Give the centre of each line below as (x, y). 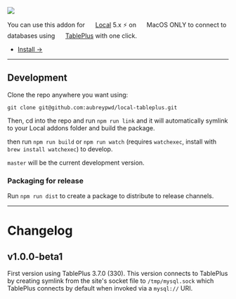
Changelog (40, 231)
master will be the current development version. (76, 162)
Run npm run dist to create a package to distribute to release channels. (111, 196)
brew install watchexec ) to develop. (60, 149)
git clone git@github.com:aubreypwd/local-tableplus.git (92, 107)
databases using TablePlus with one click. (72, 36)
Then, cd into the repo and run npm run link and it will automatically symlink (118, 120)
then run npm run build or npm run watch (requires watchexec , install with (112, 141)
